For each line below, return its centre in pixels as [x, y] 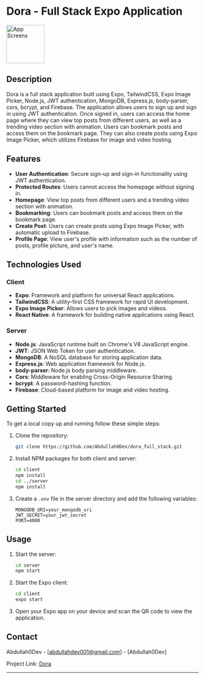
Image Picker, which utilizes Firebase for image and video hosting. [89, 140]
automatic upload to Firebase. [52, 232]
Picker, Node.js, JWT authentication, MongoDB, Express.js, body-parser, [98, 101]
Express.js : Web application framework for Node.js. [81, 363]
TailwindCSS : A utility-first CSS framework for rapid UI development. [102, 302]
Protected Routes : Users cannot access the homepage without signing [105, 187]
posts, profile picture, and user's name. [64, 245]
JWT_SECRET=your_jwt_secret [51, 515]
